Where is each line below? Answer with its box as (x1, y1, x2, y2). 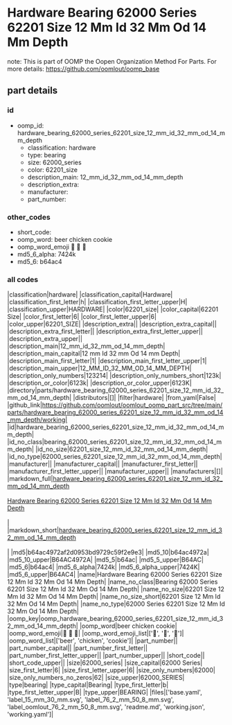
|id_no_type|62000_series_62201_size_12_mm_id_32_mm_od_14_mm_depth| (7, 453, 223, 461)
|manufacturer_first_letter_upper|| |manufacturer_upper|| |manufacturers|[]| (7, 467, 223, 475)
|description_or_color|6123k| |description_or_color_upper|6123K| (7, 379, 192, 387)
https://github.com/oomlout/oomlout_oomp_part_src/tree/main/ (42, 401, 223, 410)
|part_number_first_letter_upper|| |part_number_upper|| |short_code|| (7, 652, 206, 660)
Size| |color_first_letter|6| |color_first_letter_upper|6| (7, 313, 157, 321)
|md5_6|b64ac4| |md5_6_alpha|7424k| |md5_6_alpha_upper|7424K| (7, 563, 200, 571)
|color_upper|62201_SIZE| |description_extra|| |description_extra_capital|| (7, 320, 217, 329)
